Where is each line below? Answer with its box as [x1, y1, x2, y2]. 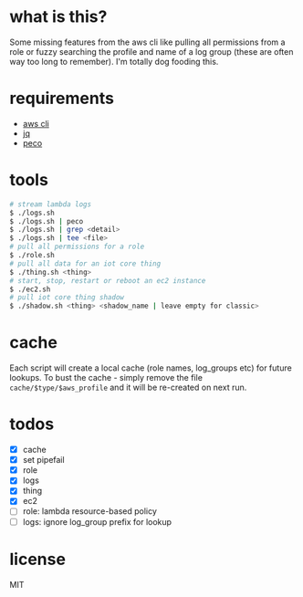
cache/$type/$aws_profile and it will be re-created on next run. [9, 382, 247, 393]
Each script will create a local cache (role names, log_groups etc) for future [9, 362, 292, 373]
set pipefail [22, 455, 66, 466]
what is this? [9, 6, 108, 27]
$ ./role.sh [9, 251, 55, 260]
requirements [9, 89, 114, 109]
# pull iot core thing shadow [9, 293, 125, 302]
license [9, 549, 67, 570]
